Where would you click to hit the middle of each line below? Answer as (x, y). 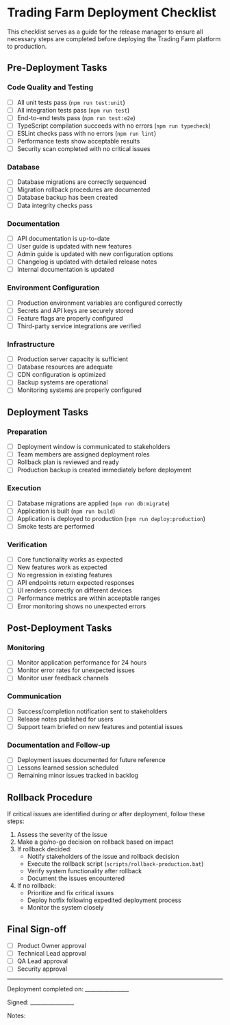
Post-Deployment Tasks (60, 628)
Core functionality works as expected (70, 560)
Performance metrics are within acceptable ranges (89, 598)
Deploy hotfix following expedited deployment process (104, 900)
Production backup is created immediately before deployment (104, 470)
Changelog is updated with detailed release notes (87, 262)
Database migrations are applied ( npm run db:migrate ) (93, 503)
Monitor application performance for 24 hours (82, 663)
